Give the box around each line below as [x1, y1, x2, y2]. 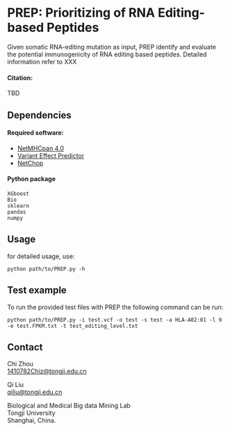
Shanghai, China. [7, 416, 56, 425]
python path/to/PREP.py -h [7, 265, 85, 272]
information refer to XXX [7, 57, 77, 65]
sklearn [7, 202, 30, 210]
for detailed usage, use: [7, 252, 75, 260]
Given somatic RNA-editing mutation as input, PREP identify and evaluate [7, 42, 217, 51]
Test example [7, 284, 67, 297]
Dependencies [7, 109, 72, 121]
